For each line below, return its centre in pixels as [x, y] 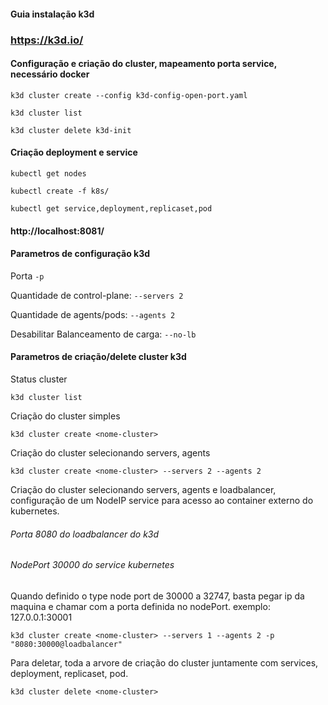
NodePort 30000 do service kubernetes [92, 565]
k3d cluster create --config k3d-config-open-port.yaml [129, 95]
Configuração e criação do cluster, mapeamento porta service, [143, 64]
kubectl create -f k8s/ [60, 191]
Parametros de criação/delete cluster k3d [98, 357]
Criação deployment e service [74, 152]
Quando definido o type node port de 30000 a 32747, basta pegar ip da [157, 596]
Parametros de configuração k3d [80, 254]
